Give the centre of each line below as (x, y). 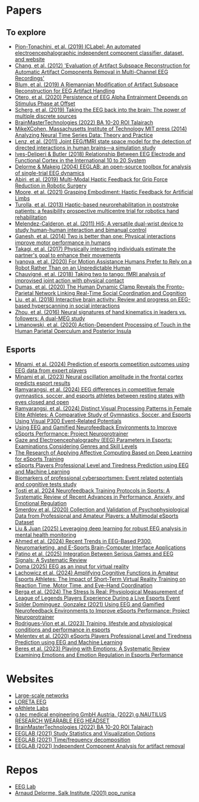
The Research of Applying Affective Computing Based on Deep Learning (103, 452)
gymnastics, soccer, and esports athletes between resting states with (100, 396)
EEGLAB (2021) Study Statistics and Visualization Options (85, 733)
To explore (26, 32)
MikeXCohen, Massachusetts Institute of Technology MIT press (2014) (101, 129)
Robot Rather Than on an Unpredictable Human (73, 268)
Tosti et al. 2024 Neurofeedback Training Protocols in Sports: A (92, 490)
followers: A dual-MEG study (50, 318)
